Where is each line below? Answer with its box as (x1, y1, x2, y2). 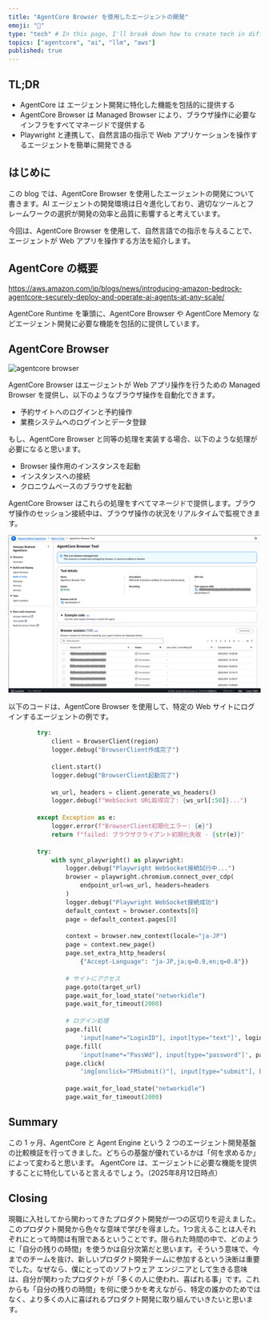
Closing (8, 1192, 48, 1205)
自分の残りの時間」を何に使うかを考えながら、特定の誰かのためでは (35, 1284, 261, 1294)
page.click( (65, 1059, 106, 1067)
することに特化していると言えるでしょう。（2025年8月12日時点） (8, 1168, 223, 1177)
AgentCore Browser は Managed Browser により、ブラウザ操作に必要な (19, 109, 256, 120)
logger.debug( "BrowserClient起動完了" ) (50, 771, 180, 779)
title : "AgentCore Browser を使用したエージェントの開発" (8, 13, 189, 21)
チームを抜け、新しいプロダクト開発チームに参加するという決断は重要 (29, 1254, 260, 1264)
